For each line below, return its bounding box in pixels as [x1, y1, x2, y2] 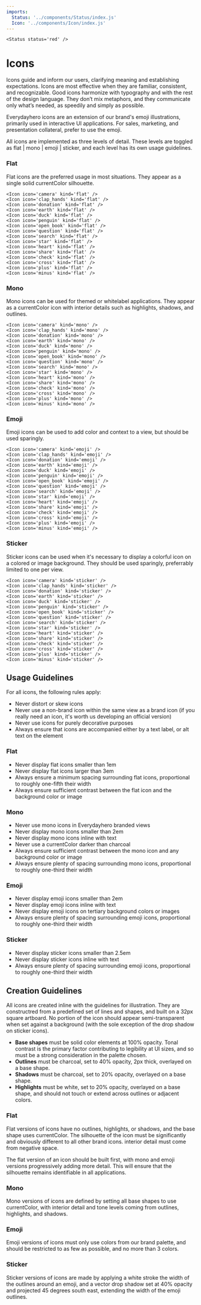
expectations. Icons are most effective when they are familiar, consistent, [6, 82, 187, 90]
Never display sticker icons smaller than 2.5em [14, 949, 131, 956]
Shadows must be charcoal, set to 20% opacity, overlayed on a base [14, 1071, 186, 1078]
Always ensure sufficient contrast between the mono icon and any [14, 847, 179, 854]
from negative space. [6, 1144, 59, 1152]
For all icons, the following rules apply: [6, 689, 101, 696]
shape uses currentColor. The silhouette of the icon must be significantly [6, 1131, 187, 1138]
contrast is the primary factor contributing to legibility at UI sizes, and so [14, 1045, 194, 1052]
